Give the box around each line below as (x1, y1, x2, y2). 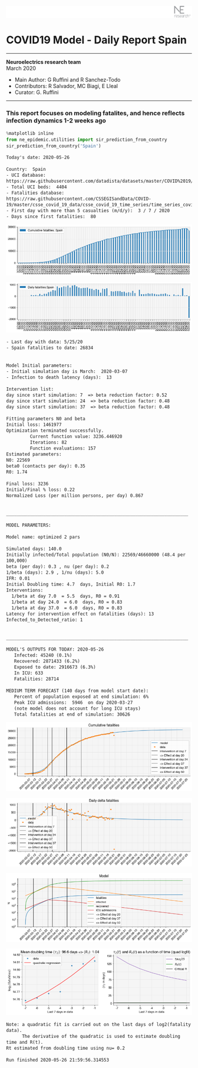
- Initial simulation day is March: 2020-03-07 (6, 368, 128, 374)
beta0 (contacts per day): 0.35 (6, 463, 85, 469)
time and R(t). (6, 1039, 44, 1045)
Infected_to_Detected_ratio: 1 (6, 617, 83, 623)
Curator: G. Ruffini (14, 89, 59, 96)
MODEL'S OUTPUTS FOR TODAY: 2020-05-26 (6, 646, 104, 652)
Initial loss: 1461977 (6, 422, 62, 428)
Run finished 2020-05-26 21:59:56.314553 (6, 1057, 110, 1063)
